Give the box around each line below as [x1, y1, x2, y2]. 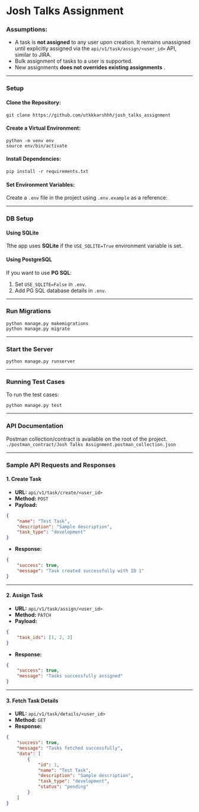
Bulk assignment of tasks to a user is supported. [14, 57, 133, 65]
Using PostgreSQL [6, 256, 52, 263]
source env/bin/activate [6, 143, 68, 149]
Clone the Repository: [6, 99, 61, 106]
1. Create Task [6, 476, 41, 483]
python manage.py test [6, 403, 62, 409]
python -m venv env [6, 137, 54, 143]
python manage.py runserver [6, 358, 76, 365]
